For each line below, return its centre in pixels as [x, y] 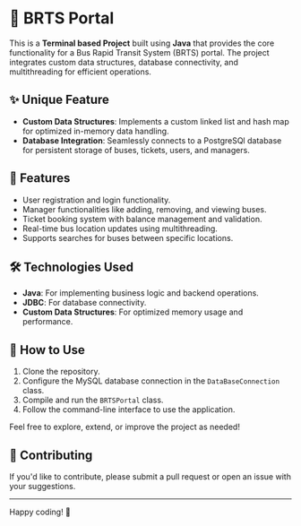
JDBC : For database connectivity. [84, 303]
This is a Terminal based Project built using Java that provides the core [142, 43]
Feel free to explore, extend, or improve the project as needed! [125, 427]
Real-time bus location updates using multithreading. [120, 229]
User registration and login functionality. [96, 200]
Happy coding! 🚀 [40, 512]
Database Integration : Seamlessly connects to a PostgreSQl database [152, 140]
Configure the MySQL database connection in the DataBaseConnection [151, 381]
